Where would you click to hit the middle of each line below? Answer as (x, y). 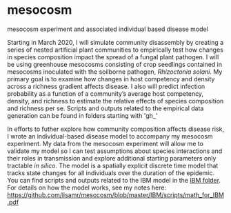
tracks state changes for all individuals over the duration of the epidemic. (111, 173)
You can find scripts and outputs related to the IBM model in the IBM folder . (114, 180)
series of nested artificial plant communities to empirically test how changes (115, 50)
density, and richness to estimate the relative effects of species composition (115, 101)
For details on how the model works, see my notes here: (87, 187)
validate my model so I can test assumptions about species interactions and (115, 151)
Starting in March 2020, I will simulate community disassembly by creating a (115, 42)
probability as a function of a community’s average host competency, (106, 93)
